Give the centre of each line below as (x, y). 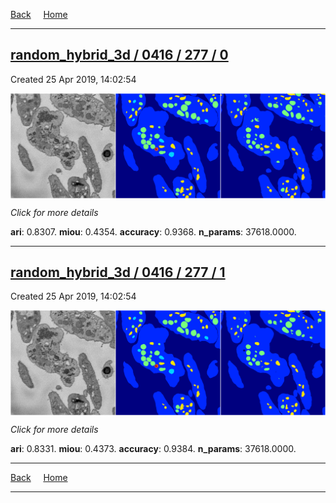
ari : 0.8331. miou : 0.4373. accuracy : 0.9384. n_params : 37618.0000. (153, 449)
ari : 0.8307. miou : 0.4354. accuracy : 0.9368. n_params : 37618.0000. (153, 231)
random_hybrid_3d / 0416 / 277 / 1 (118, 272)
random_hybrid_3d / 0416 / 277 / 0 (119, 55)
